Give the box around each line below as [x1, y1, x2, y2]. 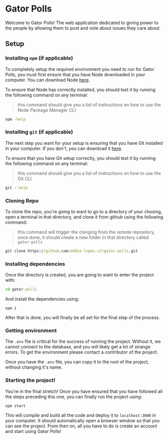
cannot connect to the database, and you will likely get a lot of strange [5, 344, 150, 350]
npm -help [5, 117, 26, 122]
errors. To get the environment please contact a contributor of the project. [5, 349, 158, 355]
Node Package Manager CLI [17, 107, 76, 113]
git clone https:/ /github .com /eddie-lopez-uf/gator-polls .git [5, 248, 138, 253]
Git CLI [17, 175, 32, 182]
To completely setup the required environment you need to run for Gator [5, 66, 154, 72]
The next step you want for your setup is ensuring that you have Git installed [5, 140, 163, 146]
